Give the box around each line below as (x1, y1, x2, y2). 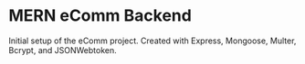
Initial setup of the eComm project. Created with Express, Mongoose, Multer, (8, 35, 297, 46)
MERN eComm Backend (8, 5, 193, 26)
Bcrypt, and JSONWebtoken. (8, 44, 117, 55)
